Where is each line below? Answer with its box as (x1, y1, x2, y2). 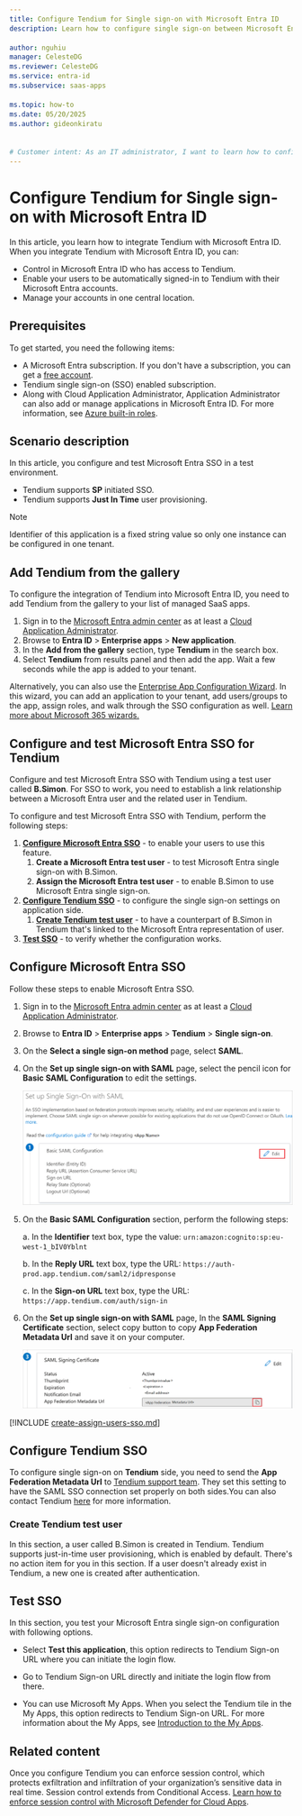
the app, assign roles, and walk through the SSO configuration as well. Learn (9, 700, 293, 711)
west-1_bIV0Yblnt (22, 1242, 88, 1252)
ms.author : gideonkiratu (9, 119, 102, 128)
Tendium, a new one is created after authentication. (9, 1567, 200, 1578)
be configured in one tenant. (9, 539, 115, 550)
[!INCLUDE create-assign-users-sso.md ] (9, 1417, 161, 1428)
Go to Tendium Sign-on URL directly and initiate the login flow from (22, 1672, 271, 1683)
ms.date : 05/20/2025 (9, 109, 87, 119)
